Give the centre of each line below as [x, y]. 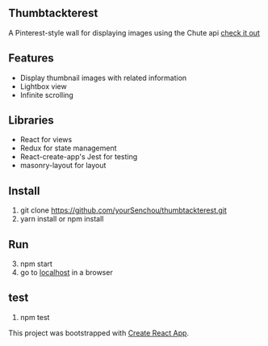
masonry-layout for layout [63, 166]
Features [31, 59]
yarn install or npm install [62, 219]
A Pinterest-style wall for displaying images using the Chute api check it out [134, 32]
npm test [35, 317]
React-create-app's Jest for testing [79, 157]
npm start [36, 264]
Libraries [31, 120]
